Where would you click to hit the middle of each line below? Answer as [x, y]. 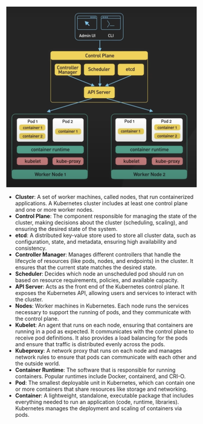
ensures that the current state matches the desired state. [86, 267]
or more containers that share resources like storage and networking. [101, 389]
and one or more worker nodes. [54, 210]
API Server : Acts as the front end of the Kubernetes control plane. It [100, 286]
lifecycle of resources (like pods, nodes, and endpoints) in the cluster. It [104, 261]
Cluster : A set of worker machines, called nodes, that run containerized [104, 197]
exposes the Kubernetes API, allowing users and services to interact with [106, 293]
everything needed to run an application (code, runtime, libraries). [97, 402]
